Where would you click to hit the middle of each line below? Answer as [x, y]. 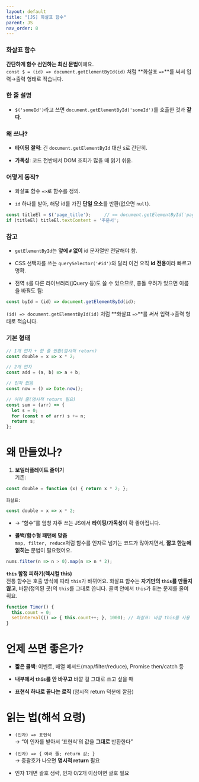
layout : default [26, 12]
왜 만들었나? [34, 453]
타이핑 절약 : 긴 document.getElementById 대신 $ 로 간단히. [81, 148]
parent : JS [20, 22]
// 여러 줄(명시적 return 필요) [41, 399]
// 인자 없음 [20, 383]
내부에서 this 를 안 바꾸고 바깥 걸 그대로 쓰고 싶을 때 [74, 679]
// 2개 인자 [19, 367]
